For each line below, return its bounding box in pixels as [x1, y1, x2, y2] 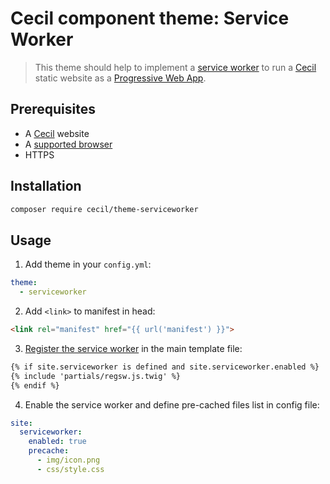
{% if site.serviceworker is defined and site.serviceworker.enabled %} [10, 362, 320, 372]
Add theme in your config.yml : [24, 258, 152, 271]
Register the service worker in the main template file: [24, 342, 243, 354]
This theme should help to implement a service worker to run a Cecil [34, 61, 317, 73]
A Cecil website [24, 127, 90, 139]
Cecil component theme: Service [10, 7, 290, 30]
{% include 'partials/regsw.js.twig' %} [10, 371, 182, 381]
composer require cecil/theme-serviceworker [10, 204, 199, 214]
